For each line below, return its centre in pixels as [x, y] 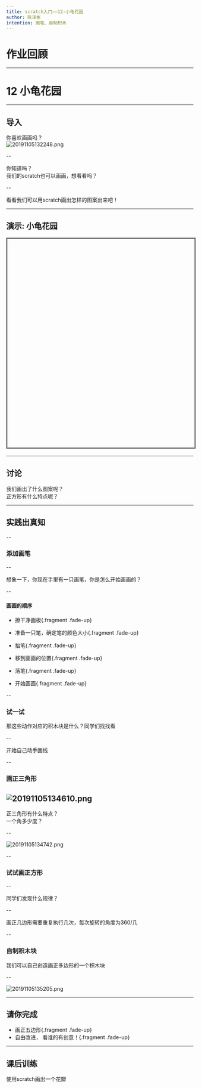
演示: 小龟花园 [32, 226]
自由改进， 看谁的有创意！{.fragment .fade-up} [72, 1037]
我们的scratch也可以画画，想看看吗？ [52, 176]
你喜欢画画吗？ [24, 138]
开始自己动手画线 [27, 750]
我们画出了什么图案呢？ [35, 489]
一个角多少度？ [24, 821]
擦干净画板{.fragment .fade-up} [53, 620]
